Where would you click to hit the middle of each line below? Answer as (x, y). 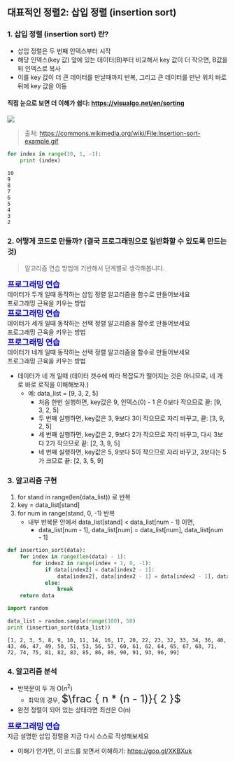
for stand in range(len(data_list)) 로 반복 (74, 497)
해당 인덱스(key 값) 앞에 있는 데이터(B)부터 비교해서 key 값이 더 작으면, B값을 (122, 60)
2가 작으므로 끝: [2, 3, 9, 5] (83, 443)
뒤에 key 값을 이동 (42, 85)
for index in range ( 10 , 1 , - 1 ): (54, 154)
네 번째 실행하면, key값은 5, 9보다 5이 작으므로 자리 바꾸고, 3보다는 (130, 452)
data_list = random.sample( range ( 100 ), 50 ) (72, 621)
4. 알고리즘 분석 (32, 671)
